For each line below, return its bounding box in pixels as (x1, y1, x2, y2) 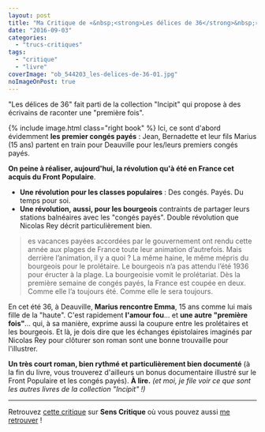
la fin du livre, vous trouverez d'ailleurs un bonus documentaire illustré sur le (8, 367, 257, 377)
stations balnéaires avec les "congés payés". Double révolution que (19, 212, 239, 222)
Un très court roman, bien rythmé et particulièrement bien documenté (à (8, 359, 251, 368)
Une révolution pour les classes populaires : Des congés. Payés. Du (19, 187, 244, 197)
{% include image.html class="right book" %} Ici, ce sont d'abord (8, 123, 221, 133)
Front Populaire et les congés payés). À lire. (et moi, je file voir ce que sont (8, 376, 251, 385)
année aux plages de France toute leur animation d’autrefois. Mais (27, 244, 242, 254)
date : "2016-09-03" (8, 26, 73, 34)
